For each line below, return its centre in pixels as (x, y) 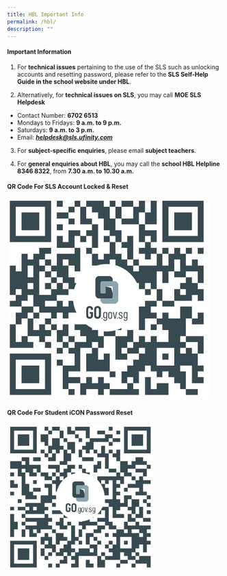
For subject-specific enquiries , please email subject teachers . (106, 150)
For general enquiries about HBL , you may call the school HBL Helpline (118, 164)
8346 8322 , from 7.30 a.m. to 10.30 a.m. (76, 171)
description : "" (30, 29)
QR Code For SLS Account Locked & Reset (68, 187)
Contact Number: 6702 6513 (57, 115)
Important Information (39, 51)
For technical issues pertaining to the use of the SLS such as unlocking (118, 67)
